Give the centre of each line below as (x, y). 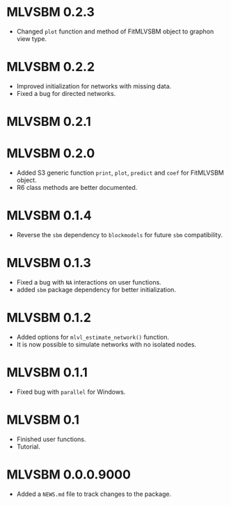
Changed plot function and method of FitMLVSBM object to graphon (115, 31)
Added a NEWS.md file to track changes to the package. (94, 494)
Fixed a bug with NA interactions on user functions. (89, 282)
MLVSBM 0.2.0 (51, 153)
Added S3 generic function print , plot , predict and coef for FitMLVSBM (120, 173)
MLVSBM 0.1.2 (49, 318)
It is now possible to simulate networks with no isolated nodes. (106, 344)
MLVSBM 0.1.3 (49, 263)
